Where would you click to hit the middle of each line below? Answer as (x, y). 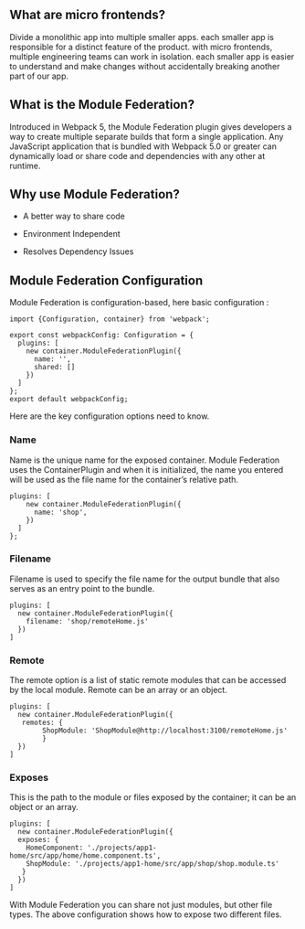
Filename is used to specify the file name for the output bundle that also (145, 579)
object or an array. (44, 807)
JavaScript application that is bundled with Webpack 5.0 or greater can (143, 146)
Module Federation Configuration (106, 280)
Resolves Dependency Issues (78, 251)
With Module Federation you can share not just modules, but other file (141, 905)
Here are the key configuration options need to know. (110, 416)
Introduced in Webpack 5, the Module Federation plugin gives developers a (151, 126)
